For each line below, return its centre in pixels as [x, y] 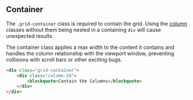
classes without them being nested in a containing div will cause [84, 30]
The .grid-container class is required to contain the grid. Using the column [97, 23]
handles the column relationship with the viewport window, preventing [90, 53]
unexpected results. [30, 36]
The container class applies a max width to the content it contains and [90, 47]
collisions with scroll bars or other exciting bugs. [64, 59]
